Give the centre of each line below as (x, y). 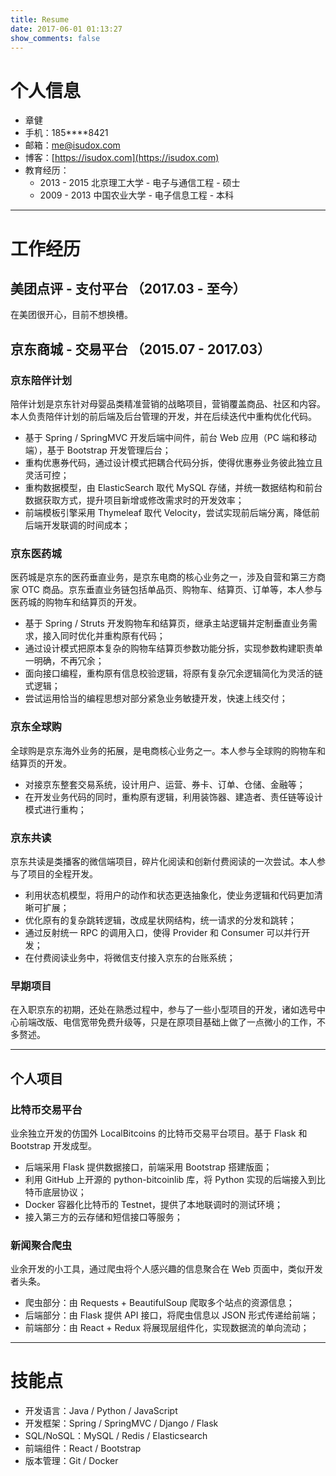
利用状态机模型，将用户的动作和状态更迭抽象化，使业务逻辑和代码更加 (169, 895)
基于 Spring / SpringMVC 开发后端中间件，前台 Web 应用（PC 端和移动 (170, 437)
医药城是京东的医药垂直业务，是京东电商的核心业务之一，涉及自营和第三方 (163, 577)
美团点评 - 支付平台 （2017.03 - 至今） (128, 288)
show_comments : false (55, 38)
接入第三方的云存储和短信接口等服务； (103, 1217)
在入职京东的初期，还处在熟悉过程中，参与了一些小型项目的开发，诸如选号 (163, 1010)
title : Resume (40, 19)
